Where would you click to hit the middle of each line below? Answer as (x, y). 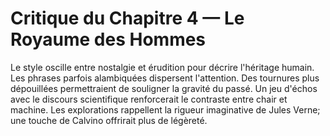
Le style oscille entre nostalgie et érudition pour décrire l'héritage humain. (162, 67)
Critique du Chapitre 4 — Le (127, 18)
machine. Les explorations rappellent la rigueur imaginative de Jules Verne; (165, 109)
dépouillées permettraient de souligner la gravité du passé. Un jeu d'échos (164, 88)
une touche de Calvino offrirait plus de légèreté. (109, 120)
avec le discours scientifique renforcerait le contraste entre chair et (149, 99)
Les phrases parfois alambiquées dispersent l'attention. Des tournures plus (165, 78)
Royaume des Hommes (108, 39)
